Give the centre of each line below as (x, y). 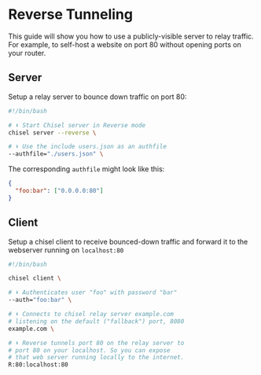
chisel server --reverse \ (52, 132)
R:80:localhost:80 (38, 365)
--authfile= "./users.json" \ (56, 154)
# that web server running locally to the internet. (96, 358)
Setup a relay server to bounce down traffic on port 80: (97, 97)
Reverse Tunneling (71, 15)
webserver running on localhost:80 (66, 250)
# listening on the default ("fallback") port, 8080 (96, 321)
